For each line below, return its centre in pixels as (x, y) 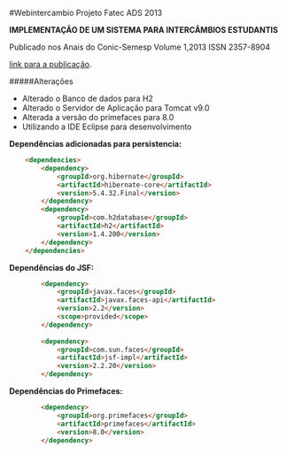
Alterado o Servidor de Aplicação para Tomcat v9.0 (116, 108)
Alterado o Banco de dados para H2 (87, 98)
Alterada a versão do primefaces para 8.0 (98, 117)
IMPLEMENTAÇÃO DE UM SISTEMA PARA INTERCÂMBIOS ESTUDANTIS (144, 30)
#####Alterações (41, 81)
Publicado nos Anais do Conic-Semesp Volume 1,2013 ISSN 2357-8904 (140, 47)
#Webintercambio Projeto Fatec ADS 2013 (85, 13)
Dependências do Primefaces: (66, 391)
